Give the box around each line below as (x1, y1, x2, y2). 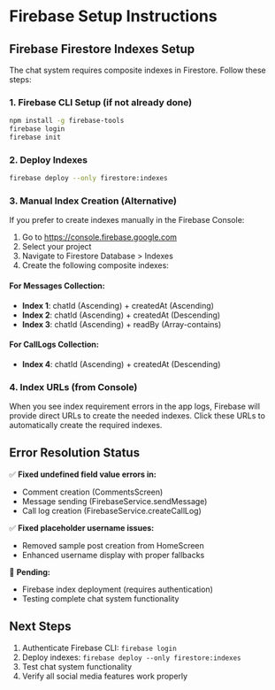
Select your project (21, 241, 92, 252)
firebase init (9, 133, 62, 142)
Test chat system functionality (21, 661, 133, 671)
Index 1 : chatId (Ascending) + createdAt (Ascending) (21, 300, 215, 310)
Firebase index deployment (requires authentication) (21, 584, 214, 594)
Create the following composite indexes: (21, 260, 170, 271)
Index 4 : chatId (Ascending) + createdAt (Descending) (21, 358, 221, 369)
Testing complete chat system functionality (21, 593, 180, 603)
